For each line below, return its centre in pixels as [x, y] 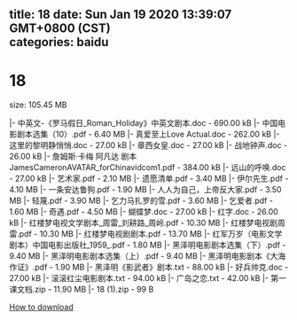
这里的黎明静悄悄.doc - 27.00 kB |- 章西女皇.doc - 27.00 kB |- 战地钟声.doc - [148, 145]
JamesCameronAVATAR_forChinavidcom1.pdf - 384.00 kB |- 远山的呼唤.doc [148, 168]
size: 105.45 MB [39, 105]
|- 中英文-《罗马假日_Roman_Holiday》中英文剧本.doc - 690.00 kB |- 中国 [144, 123]
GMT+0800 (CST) [60, 29]
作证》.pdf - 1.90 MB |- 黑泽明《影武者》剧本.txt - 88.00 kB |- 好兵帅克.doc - [149, 267]
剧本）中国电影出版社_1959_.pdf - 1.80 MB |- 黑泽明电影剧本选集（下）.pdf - [148, 245]
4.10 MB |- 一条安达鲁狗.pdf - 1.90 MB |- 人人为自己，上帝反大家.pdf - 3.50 [145, 190]
